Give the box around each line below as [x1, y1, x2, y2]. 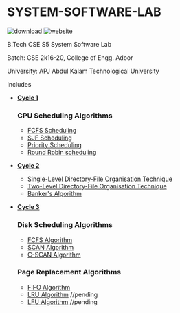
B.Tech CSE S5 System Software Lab [7, 40, 112, 48]
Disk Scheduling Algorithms [16, 220, 113, 230]
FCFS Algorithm [27, 235, 73, 244]
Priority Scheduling [27, 141, 82, 149]
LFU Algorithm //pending [27, 297, 98, 306]
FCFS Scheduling [27, 127, 77, 135]
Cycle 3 [16, 203, 40, 211]
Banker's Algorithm [27, 190, 82, 198]
